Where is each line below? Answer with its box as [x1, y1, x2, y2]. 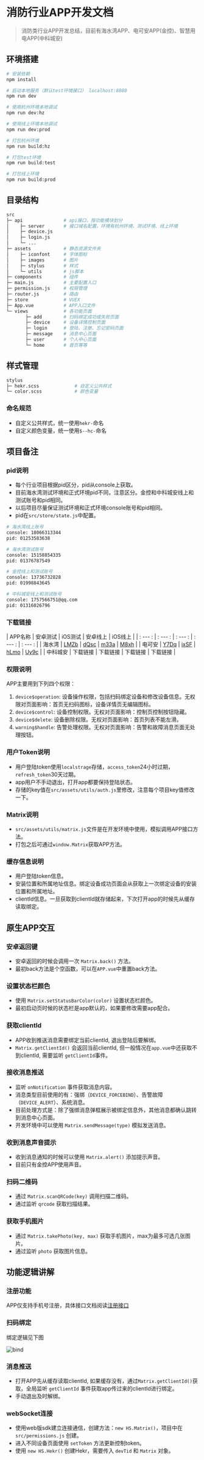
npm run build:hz [6, 143, 51, 150]
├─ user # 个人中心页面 [25, 336, 97, 343]
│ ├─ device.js [6, 228, 53, 235]
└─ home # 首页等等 [25, 342, 88, 348]
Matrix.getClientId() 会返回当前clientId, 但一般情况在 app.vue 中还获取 [15, 1044, 192, 1051]
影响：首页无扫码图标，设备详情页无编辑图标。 [36, 700, 154, 708]
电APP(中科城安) [21, 34, 63, 42]
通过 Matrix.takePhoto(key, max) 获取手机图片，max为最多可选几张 [15, 1232, 186, 1240]
